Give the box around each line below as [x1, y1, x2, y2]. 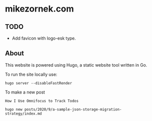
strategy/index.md [5, 111, 42, 116]
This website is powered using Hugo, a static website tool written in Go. [5, 62, 147, 68]
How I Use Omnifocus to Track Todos [5, 98, 79, 103]
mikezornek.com [5, 3, 74, 14]
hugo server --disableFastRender [5, 81, 72, 85]
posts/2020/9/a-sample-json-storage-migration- [24, 107, 122, 112]
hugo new [5, 107, 23, 112]
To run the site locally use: [5, 71, 57, 77]
